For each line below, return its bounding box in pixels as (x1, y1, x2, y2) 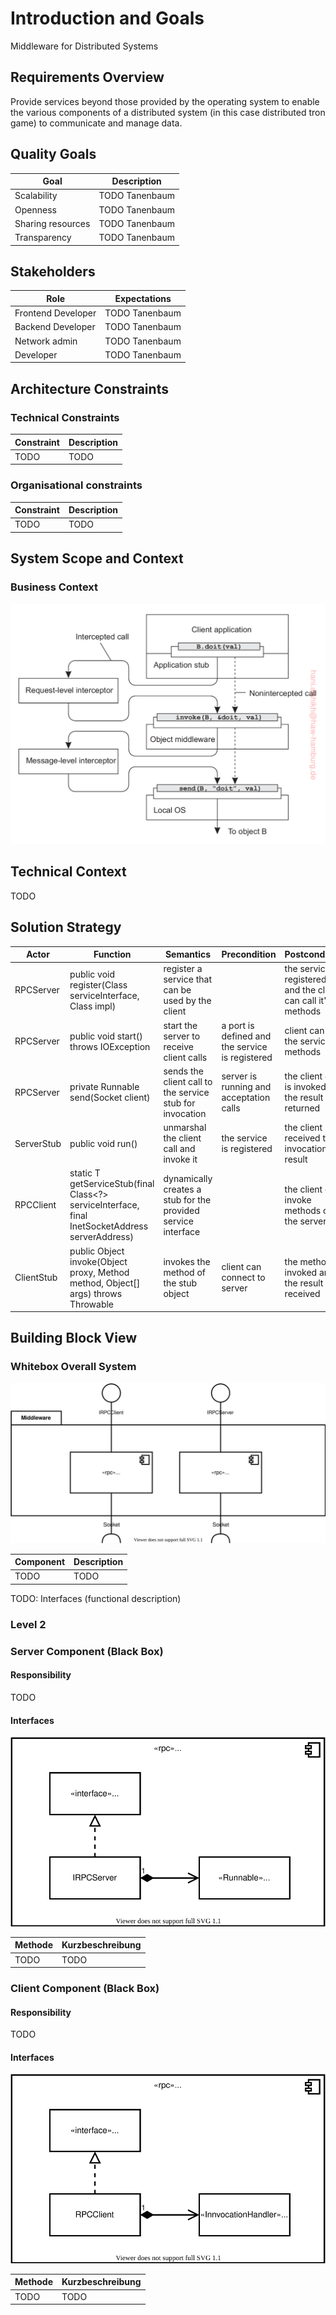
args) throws (69, 1287, 123, 1299)
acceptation (221, 1092, 271, 1104)
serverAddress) (69, 1231, 134, 1243)
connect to (221, 1272, 266, 1284)
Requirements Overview (10, 69, 165, 86)
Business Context (10, 580, 99, 594)
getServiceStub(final (69, 1178, 155, 1190)
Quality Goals (10, 146, 97, 163)
